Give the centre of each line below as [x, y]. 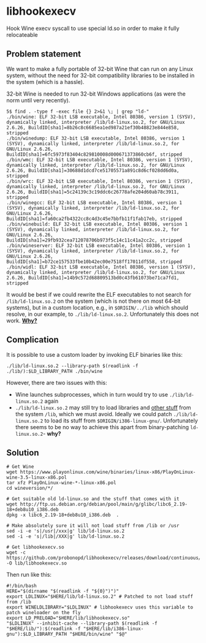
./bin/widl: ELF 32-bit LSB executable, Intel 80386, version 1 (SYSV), [101, 267]
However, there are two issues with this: [57, 382]
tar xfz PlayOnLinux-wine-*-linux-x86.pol [61, 483]
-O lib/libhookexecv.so [37, 563]
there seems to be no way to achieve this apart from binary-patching [102, 427]
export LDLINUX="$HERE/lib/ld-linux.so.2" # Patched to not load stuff [100, 597]
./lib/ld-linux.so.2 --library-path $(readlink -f [72, 366]
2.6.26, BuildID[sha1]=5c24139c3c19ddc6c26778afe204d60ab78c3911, [93, 192]
